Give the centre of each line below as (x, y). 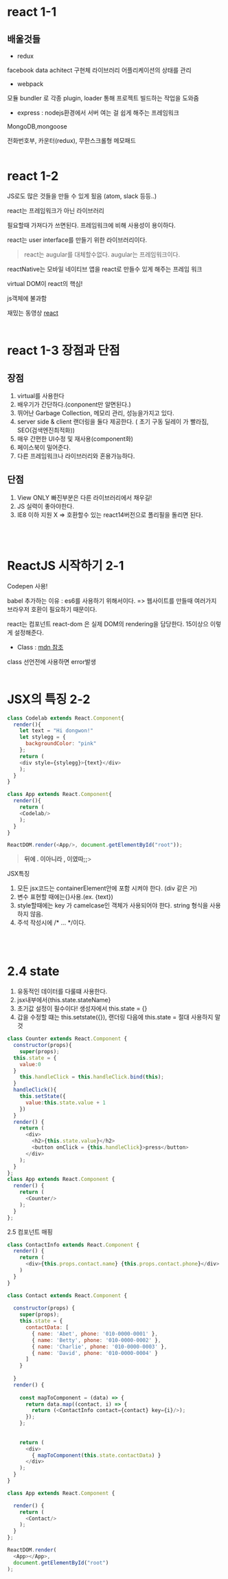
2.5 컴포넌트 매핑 (30, 1232)
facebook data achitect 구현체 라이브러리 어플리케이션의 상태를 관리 (99, 70)
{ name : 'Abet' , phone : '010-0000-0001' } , (95, 1334)
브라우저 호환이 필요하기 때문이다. (52, 609)
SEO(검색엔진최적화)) (46, 430)
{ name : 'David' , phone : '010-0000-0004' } (95, 1353)
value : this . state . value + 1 (66, 1103)
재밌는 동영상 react (33, 313)
